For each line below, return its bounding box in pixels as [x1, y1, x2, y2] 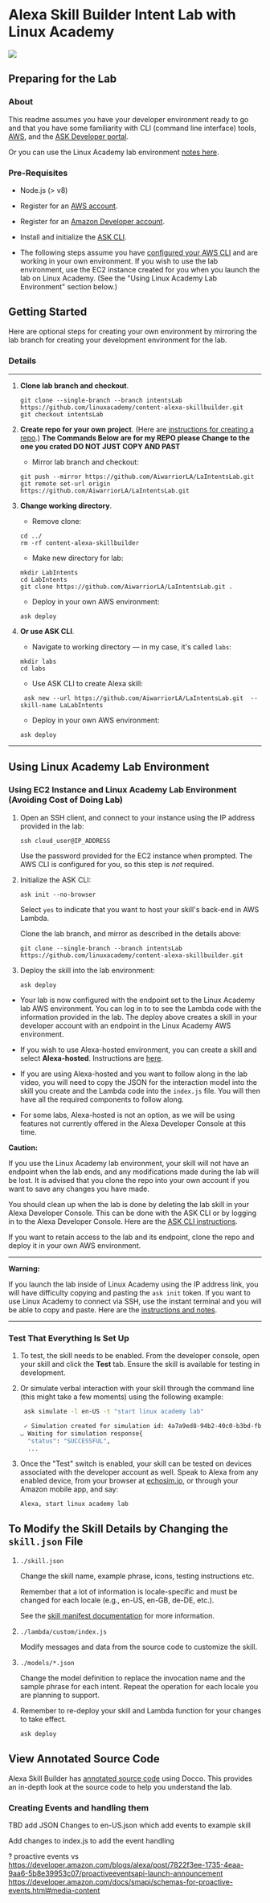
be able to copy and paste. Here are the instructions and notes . [8, 1304, 218, 1315]
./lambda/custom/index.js [19, 1628, 107, 1636]
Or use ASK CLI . [19, 627, 75, 636]
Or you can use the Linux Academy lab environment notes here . [8, 147, 219, 157]
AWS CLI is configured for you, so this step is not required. [19, 859, 215, 869]
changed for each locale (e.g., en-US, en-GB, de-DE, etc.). [19, 1595, 215, 1605]
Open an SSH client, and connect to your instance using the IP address [19, 812, 256, 822]
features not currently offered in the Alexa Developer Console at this [19, 1119, 247, 1128]
